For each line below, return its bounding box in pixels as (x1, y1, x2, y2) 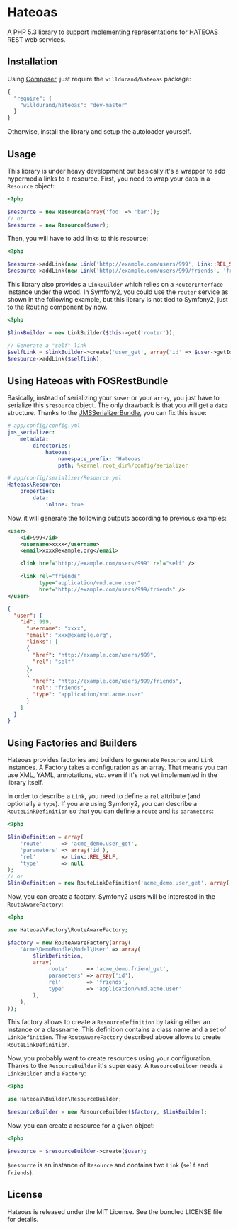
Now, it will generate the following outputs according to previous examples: (7, 514, 227, 522)
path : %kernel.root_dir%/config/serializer (57, 462, 189, 469)
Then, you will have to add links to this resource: (7, 234, 149, 243)
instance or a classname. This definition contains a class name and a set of (7, 1025, 227, 1034)
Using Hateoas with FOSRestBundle (7, 375, 169, 387)
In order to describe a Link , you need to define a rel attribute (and (7, 792, 201, 800)
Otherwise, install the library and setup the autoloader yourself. (7, 128, 191, 136)
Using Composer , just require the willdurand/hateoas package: (7, 74, 191, 83)
